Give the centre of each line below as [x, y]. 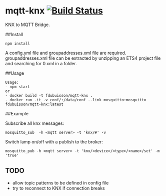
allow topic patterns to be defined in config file [60, 182]
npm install [17, 43]
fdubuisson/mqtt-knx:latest [34, 104]
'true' [12, 155]
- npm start [17, 87]
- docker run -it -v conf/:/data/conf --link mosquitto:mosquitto [76, 100]
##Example [17, 113]
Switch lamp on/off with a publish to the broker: [54, 142]
